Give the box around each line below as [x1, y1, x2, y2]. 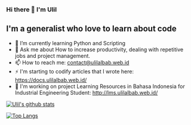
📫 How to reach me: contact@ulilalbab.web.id [14, 59, 130, 66]
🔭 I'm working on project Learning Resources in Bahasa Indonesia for [14, 83, 185, 90]
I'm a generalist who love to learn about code [6, 24, 177, 34]
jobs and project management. [14, 52, 91, 59]
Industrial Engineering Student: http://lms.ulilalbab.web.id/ [14, 89, 158, 96]
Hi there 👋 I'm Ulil [6, 5, 57, 14]
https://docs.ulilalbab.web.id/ [14, 76, 87, 83]
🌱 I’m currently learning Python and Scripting [14, 39, 126, 46]
